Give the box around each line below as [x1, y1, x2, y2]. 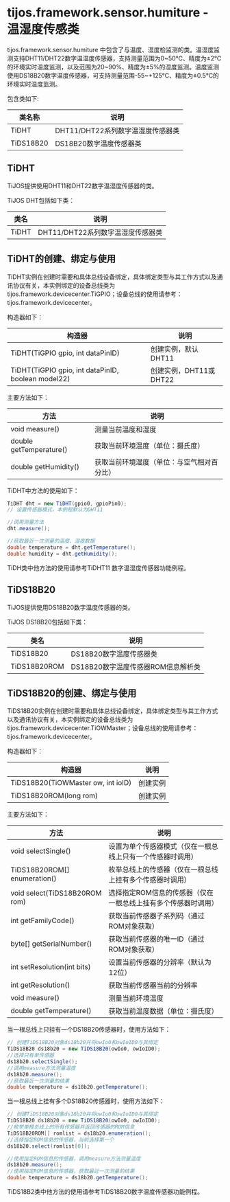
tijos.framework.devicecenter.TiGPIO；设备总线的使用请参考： [7, 290, 183, 298]
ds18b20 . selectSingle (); [7, 1058, 78, 1065]
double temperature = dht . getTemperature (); [7, 544, 136, 551]
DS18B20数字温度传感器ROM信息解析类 [71, 661, 201, 671]
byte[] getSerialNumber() [10, 939, 92, 949]
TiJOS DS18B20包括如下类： [7, 617, 88, 626]
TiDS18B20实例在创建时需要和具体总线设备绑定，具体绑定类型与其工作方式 [7, 707, 218, 715]
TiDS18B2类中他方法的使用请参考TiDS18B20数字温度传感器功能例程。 [7, 1188, 203, 1196]
